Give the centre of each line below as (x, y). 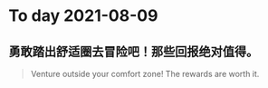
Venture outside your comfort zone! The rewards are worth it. (145, 74)
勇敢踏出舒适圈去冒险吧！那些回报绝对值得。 (134, 51)
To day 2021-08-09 (83, 16)
